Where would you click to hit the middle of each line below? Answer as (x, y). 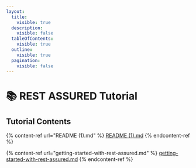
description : (27, 28)
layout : (16, 11)
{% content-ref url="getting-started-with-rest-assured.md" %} (82, 153)
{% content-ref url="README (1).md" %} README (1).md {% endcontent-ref (98, 136)
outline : (22, 50)
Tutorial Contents (39, 121)
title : (19, 17)
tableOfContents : (32, 39)
